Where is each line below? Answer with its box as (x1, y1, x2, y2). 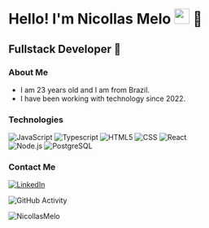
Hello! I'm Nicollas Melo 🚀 (8, 10, 203, 28)
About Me (8, 66, 49, 77)
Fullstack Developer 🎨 (8, 42, 121, 56)
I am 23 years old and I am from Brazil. (20, 85, 150, 94)
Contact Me (8, 161, 56, 173)
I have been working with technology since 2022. (20, 94, 186, 103)
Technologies (8, 114, 63, 125)
